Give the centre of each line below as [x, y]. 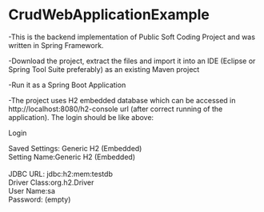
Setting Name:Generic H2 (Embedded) [72, 157]
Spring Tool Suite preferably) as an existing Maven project [104, 69]
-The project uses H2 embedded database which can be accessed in [122, 100]
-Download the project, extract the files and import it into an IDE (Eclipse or [132, 61]
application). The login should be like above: [81, 117]
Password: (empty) [40, 199]
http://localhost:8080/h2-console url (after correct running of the [116, 109]
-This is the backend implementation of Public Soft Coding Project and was [132, 37]
